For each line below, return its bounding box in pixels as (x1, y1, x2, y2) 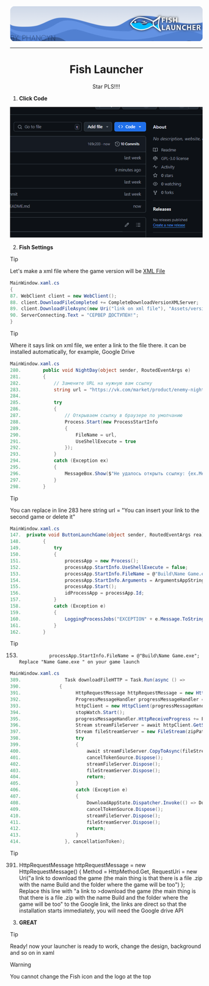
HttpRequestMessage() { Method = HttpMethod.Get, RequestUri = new (18, 868, 197, 875)
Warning (10, 961, 31, 968)
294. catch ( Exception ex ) (10, 457, 109, 464)
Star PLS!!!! (92, 83, 121, 90)
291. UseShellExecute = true (10, 438, 136, 445)
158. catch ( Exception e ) (10, 603, 106, 609)
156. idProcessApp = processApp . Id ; (10, 590, 144, 596)
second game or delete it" (10, 513, 76, 520)
